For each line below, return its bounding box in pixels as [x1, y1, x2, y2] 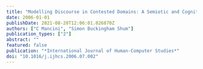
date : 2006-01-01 [6, 14, 50, 20]
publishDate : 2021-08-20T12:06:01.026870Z [6, 20, 115, 26]
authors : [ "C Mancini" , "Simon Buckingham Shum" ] [6, 25, 134, 32]
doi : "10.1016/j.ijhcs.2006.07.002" [6, 53, 98, 59]
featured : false [6, 43, 47, 49]
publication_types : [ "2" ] [6, 31, 71, 37]
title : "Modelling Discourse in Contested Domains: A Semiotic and [6, 8, 180, 15]
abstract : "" [6, 37, 39, 43]
